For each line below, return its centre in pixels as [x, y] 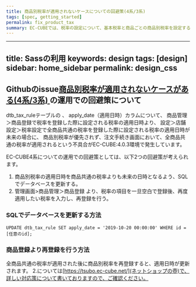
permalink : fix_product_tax [40, 22]
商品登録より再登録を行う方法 [48, 250]
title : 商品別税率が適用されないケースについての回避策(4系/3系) [76, 11]
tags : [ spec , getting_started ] [44, 17]
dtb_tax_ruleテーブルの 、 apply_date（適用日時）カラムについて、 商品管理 [97, 115]
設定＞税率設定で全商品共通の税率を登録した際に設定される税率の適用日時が [98, 130]
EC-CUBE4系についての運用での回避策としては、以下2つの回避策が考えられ [97, 157]
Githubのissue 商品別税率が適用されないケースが [94, 89]
